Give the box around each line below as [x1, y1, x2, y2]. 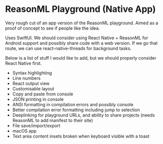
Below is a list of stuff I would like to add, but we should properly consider [5, 55, 157, 61]
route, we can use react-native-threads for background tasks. [5, 45, 132, 51]
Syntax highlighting [12, 70, 52, 75]
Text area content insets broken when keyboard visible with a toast [12, 133, 150, 139]
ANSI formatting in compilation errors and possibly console [12, 101, 134, 107]
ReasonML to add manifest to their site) [12, 117, 93, 123]
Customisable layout [12, 85, 55, 91]
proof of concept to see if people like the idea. [5, 25, 100, 31]
